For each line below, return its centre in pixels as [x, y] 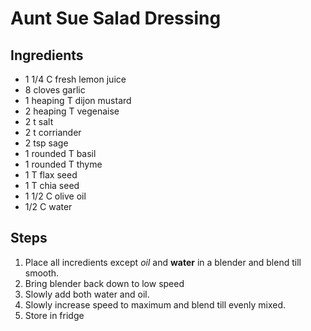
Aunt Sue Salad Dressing [116, 18]
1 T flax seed [51, 175]
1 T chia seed [52, 185]
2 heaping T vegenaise [72, 111]
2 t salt [39, 121]
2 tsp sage [46, 143]
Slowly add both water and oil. [87, 294]
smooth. [42, 273]
